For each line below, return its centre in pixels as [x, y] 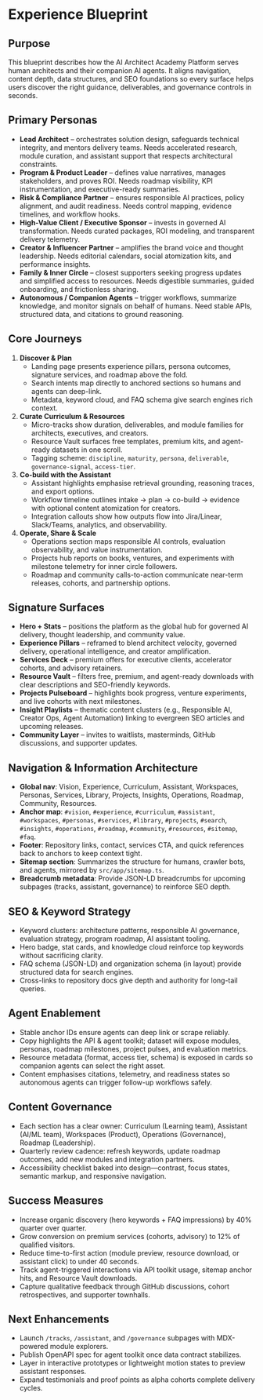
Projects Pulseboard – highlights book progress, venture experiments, [133, 693]
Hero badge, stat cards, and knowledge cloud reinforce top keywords [131, 947]
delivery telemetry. [50, 239]
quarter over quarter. [53, 1228]
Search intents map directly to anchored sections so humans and [136, 383]
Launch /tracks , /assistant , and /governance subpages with [117, 1338]
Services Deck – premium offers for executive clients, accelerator [126, 660]
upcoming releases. [51, 727]
